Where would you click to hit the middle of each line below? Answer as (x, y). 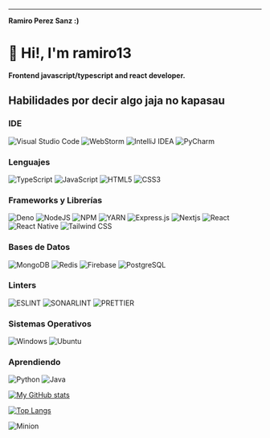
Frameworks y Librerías (55, 200)
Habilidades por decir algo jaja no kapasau (117, 101)
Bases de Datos (39, 248)
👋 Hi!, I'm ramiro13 (70, 53)
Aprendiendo (35, 362)
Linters (22, 285)
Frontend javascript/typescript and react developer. (97, 75)
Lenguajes (29, 162)
